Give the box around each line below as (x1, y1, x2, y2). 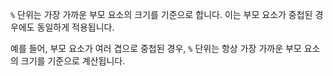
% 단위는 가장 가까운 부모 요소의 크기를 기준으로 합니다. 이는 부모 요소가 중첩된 (10, 9, 313, 20)
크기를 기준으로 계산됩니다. (20, 55, 126, 67)
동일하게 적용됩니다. (36, 21, 115, 33)
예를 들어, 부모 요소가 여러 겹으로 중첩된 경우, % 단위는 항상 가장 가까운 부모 (10, 43, 302, 54)
